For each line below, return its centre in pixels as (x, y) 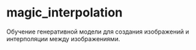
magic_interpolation (65, 13)
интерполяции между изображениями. (63, 38)
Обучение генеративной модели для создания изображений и (98, 32)
